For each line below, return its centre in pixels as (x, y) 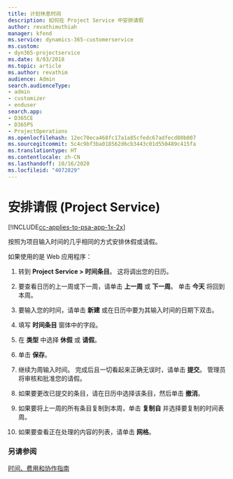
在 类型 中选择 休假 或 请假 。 (59, 339)
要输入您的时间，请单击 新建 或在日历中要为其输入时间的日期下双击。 (118, 310)
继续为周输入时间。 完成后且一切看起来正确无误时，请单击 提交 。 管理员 (122, 370)
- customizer (27, 99)
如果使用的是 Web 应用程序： (50, 256)
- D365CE (21, 118)
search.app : (25, 112)
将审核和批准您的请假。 (52, 378)
